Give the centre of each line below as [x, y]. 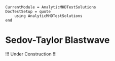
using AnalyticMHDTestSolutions [48, 16]
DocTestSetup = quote [28, 11]
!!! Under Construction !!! [31, 54]
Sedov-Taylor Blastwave [58, 40]
